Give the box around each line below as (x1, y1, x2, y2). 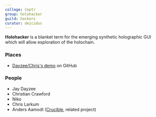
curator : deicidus (5, 20, 42, 26)
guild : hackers (5, 16, 36, 21)
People (5, 75, 22, 81)
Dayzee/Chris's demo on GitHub (12, 62, 77, 68)
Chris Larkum (12, 101, 39, 107)
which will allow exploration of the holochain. (5, 39, 95, 45)
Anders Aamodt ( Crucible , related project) (12, 106, 96, 112)
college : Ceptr (5, 7, 36, 12)
